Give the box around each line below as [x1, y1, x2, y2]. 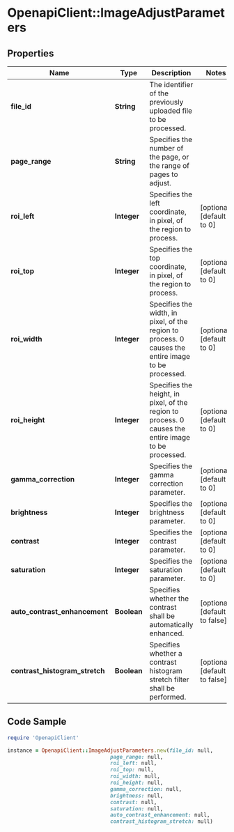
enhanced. [149, 629, 185, 638]
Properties [7, 47, 54, 59]
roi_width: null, [110, 773, 160, 780]
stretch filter [149, 675, 189, 684]
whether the [149, 594, 189, 603]
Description [151, 68, 192, 77]
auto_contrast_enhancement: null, [110, 812, 210, 819]
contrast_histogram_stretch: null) [110, 818, 214, 825]
